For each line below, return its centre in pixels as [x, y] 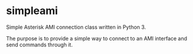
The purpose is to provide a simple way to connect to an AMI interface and [96, 38]
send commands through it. [39, 45]
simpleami [32, 11]
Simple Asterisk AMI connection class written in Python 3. [76, 27]
